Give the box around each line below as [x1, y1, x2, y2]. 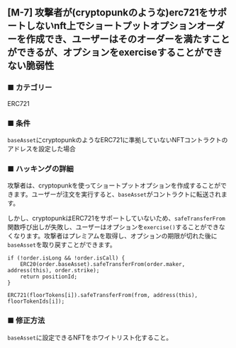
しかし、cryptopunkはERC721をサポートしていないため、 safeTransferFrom [7, 214, 225, 223]
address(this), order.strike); [7, 267, 100, 274]
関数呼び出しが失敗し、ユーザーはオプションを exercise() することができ [7, 223, 220, 231]
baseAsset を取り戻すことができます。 [7, 240, 117, 249]
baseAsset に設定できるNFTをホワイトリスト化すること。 [7, 333, 173, 342]
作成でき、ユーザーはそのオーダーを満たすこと [26, 33, 230, 45]
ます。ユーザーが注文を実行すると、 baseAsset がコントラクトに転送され [13, 190, 222, 199]
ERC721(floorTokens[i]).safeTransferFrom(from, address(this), [7, 292, 198, 299]
